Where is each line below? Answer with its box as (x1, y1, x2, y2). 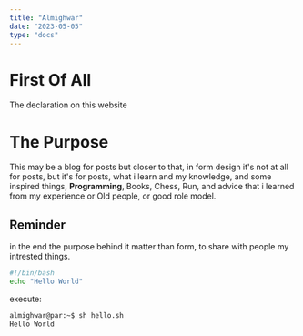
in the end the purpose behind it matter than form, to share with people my (9, 241, 289, 252)
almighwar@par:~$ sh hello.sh (9, 311, 125, 320)
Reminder (9, 217, 66, 232)
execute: (9, 293, 43, 304)
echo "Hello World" (9, 277, 84, 286)
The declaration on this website (9, 99, 127, 110)
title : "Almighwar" (9, 13, 84, 23)
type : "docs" (9, 30, 59, 39)
